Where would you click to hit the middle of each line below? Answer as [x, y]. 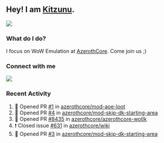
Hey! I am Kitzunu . [40, 10]
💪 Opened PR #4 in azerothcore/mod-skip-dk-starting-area [86, 113]
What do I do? [26, 39]
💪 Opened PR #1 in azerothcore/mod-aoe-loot [70, 106]
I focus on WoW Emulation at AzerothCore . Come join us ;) [76, 51]
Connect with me [31, 67]
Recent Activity [29, 94]
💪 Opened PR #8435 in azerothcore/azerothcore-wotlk [81, 118]
